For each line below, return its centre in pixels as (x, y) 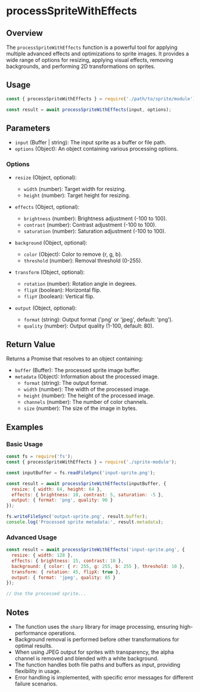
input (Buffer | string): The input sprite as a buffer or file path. (90, 143)
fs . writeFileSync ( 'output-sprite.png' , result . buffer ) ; (77, 517)
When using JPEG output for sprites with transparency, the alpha (94, 652)
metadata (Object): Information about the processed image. (87, 376)
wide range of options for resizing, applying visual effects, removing (90, 60)
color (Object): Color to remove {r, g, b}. (73, 254)
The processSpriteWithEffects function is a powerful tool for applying (92, 47)
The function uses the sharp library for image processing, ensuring (96, 627)
